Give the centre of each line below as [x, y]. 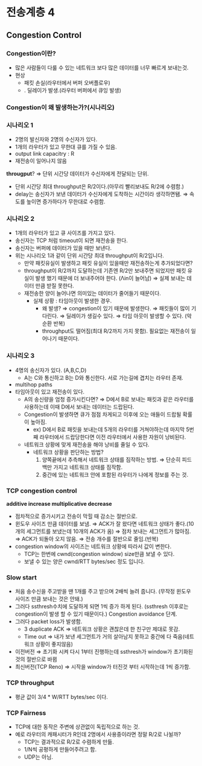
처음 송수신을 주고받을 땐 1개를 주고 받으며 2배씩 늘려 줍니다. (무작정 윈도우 [103, 592]
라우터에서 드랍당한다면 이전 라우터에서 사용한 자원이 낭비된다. [113, 437]
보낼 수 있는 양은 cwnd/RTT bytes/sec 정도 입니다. [84, 561]
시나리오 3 [21, 356]
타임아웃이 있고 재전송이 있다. [50, 391]
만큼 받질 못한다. [55, 286]
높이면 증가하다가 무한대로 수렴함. [66, 202]
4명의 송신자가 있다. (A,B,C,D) [51, 370]
